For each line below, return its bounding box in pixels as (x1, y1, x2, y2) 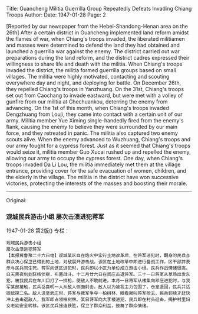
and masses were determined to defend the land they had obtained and (6, 41, 180, 48)
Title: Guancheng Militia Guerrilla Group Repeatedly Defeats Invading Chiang (6, 5, 192, 12)
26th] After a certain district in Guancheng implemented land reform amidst (6, 29, 189, 36)
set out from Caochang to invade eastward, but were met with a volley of (6, 92, 183, 99)
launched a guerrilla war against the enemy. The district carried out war (6, 48, 180, 55)
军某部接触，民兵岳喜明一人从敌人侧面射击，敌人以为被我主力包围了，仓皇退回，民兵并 (6, 284, 186, 290)
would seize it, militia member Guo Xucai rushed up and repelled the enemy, (6, 148, 191, 156)
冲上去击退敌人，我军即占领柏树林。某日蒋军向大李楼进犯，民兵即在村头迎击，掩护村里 (6, 297, 186, 303)
